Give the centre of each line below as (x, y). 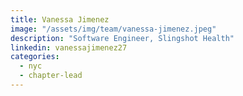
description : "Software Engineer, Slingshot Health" (122, 38)
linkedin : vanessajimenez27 (69, 47)
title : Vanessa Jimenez (60, 19)
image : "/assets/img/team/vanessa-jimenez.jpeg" (113, 29)
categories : (35, 57)
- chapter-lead (51, 76)
